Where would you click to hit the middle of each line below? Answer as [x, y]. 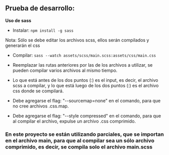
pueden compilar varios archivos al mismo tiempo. [65, 70]
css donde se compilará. [38, 91]
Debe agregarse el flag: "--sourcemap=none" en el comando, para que [87, 100]
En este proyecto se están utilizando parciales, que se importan [84, 134]
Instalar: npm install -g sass [43, 30]
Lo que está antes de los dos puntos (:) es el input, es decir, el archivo [85, 80]
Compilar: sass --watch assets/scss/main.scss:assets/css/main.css [84, 55]
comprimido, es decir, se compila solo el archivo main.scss [79, 147]
